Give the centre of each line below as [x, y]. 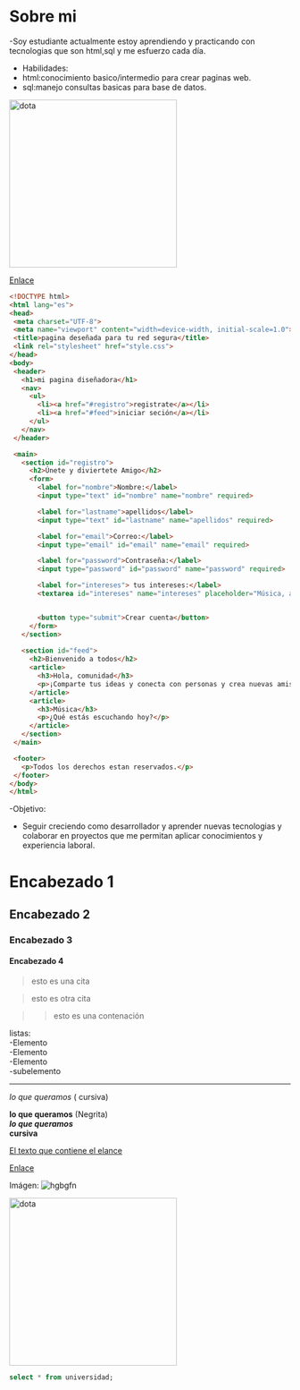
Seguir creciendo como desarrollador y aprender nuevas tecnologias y [152, 826]
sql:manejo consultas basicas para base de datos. [114, 87]
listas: [20, 1033]
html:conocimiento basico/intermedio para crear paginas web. [137, 77]
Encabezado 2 [50, 914]
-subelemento [35, 1071]
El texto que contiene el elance [66, 1151]
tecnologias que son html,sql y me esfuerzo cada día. [108, 50]
